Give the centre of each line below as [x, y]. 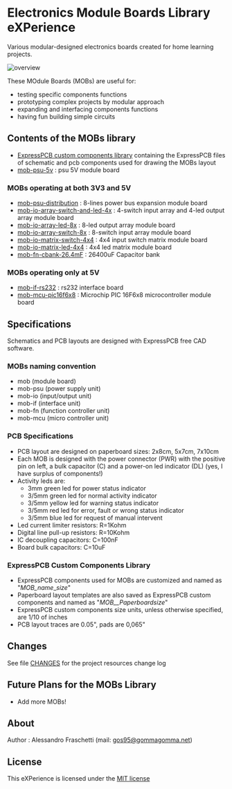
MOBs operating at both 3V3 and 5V [69, 187]
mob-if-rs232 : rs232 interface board [70, 288]
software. [21, 348]
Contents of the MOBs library [72, 138]
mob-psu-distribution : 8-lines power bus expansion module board [112, 203]
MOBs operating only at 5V [53, 272]
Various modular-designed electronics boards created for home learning [110, 46]
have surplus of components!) [60, 473]
